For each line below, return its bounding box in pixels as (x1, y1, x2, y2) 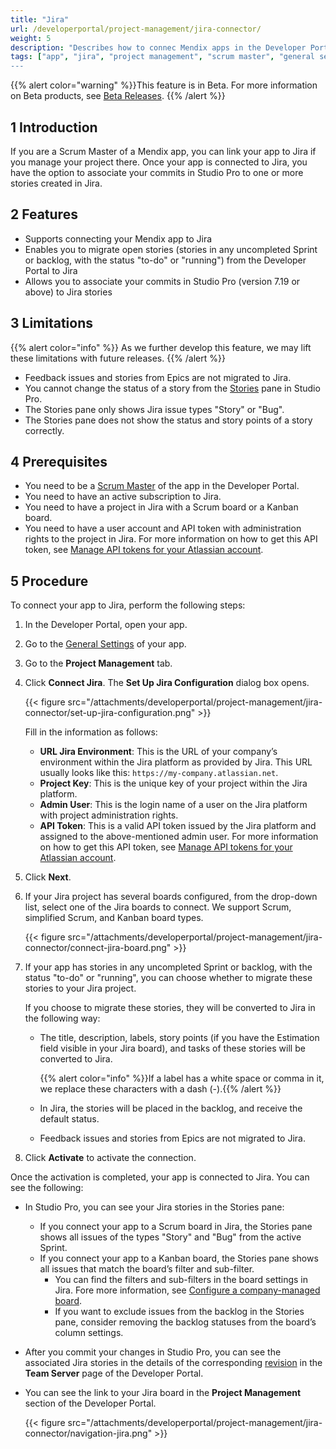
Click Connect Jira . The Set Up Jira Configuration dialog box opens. (24, 677, 310, 689)
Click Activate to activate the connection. (24, 1152, 197, 1164)
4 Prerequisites (10, 453, 108, 470)
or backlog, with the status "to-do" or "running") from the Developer (24, 254, 307, 266)
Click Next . (24, 871, 72, 883)
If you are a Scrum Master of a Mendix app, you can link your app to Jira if (10, 145, 317, 157)
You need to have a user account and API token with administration (24, 522, 302, 535)
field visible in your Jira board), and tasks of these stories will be (39, 1042, 306, 1055)
